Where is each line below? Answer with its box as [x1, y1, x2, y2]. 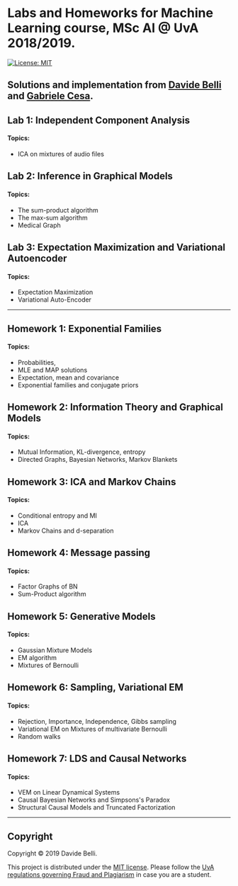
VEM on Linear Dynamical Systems [17, 788, 120, 797]
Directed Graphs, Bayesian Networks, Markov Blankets [17, 455, 178, 464]
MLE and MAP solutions [17, 365, 88, 374]
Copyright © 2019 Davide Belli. [7, 849, 98, 858]
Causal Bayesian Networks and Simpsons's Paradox [17, 795, 170, 805]
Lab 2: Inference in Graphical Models [7, 170, 174, 182]
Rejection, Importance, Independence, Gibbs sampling [17, 717, 177, 725]
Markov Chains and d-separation [17, 526, 114, 535]
